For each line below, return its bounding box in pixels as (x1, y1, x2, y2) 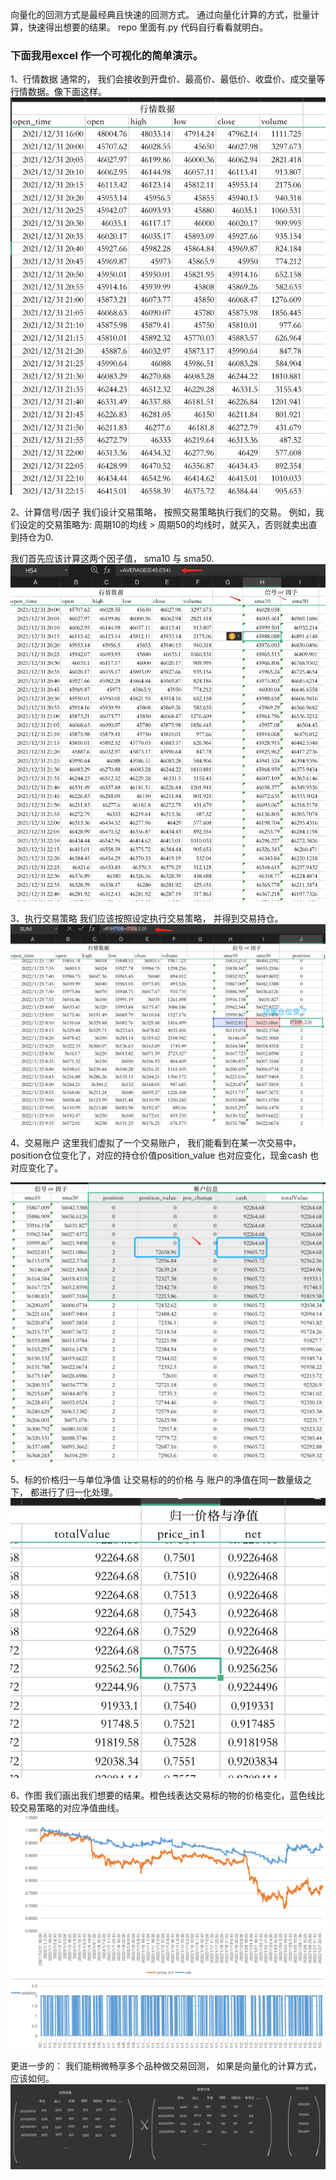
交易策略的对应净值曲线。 (18, 1801, 125, 1813)
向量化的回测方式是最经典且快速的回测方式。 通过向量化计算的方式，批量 (10, 9, 311, 20)
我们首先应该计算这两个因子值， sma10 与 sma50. (10, 552, 215, 564)
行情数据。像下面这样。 (10, 86, 107, 98)
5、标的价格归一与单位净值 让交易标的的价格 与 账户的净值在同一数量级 (10, 1473, 304, 1485)
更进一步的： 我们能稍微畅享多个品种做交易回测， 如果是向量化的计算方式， (10, 2060, 322, 2072)
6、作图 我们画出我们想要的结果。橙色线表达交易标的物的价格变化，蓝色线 (10, 1789, 317, 1801)
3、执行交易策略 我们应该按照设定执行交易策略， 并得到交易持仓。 (10, 913, 284, 925)
